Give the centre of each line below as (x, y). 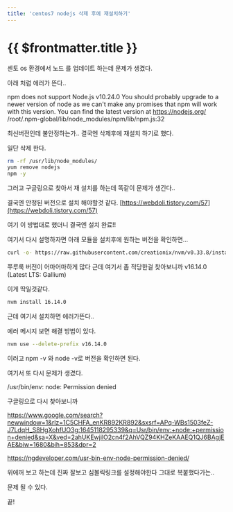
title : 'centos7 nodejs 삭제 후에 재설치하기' (69, 14)
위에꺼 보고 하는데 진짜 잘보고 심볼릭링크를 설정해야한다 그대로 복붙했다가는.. (111, 472)
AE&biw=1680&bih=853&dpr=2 (52, 444)
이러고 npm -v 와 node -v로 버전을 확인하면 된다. (74, 358)
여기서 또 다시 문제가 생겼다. (45, 373)
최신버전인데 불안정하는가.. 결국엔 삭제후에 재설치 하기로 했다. (90, 133)
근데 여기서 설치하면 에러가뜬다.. (51, 316)
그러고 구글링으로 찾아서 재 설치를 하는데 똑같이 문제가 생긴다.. (91, 188)
